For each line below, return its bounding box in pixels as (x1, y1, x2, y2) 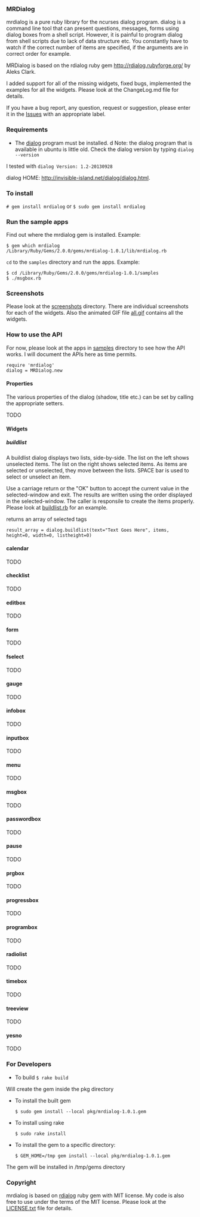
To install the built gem (14, 1096, 71, 1104)
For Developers (6, 1060, 52, 1068)
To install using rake (14, 1119, 64, 1126)
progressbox (6, 896, 39, 903)
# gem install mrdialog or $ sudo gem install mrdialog (6, 203, 146, 210)
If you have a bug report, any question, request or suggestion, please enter (6, 104, 191, 112)
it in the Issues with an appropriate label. (6, 110, 106, 118)
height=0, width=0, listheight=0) (6, 532, 93, 538)
